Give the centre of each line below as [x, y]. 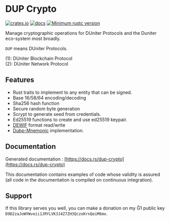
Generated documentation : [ [36, 159]
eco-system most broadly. [33, 38]
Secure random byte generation [46, 109]
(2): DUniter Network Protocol [37, 64]
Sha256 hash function [36, 103]
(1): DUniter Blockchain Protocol [39, 58]
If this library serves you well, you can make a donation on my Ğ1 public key [85, 208]
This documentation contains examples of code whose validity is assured [83, 174]
